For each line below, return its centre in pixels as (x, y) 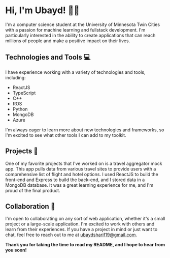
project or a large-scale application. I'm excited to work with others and (80, 224)
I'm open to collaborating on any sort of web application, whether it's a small (85, 219)
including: (16, 77)
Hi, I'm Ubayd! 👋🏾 (43, 10)
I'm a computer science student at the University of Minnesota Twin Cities (83, 24)
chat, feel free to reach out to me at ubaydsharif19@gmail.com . (71, 235)
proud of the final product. (33, 190)
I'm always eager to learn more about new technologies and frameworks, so (85, 130)
